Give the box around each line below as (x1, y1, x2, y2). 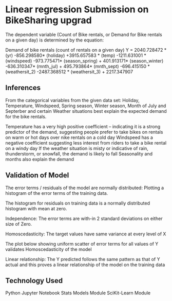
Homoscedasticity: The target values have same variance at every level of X (5, 231, 166, 237)
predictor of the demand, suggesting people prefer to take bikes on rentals (5, 129, 163, 135)
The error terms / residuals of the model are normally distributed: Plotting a (5, 185, 164, 191)
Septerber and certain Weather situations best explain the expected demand (5, 108, 167, 114)
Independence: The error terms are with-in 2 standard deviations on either (5, 215, 163, 222)
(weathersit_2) (5, 68, 36, 75)
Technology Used (5, 276, 63, 285)
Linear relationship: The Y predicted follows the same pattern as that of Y (5, 256, 160, 262)
